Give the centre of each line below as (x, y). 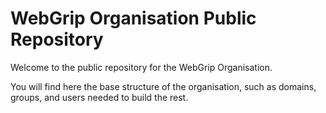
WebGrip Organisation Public (133, 18)
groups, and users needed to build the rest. (99, 97)
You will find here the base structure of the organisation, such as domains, (163, 86)
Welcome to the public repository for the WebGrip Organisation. (141, 67)
